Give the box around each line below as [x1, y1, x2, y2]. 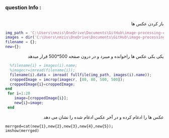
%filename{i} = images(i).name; [10, 63, 78, 68]
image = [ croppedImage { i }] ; [14, 96, 69, 101]
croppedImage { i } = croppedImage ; [10, 82, 75, 87]
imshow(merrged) [5, 128, 39, 133]
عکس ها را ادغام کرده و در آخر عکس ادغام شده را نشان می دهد [43, 114, 164, 120]
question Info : [5, 4, 42, 11]
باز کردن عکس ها [131, 21, 164, 27]
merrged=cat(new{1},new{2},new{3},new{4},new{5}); [5, 123, 114, 129]
